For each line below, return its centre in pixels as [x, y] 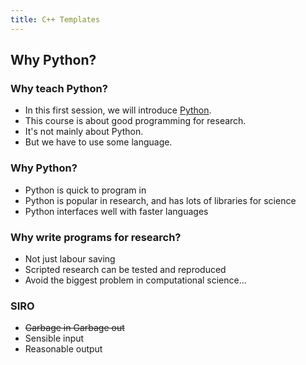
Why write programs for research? [96, 237]
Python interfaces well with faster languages [116, 211]
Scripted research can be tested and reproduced [125, 269]
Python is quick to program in [85, 190]
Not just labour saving [70, 258]
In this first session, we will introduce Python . [118, 110]
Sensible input [54, 338]
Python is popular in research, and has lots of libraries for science [160, 200]
